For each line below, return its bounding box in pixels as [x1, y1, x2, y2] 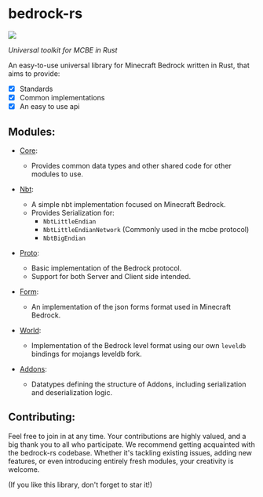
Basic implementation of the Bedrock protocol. [31, 263, 182, 273]
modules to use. [31, 169, 84, 179]
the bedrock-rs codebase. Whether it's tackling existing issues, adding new [8, 448, 253, 457]
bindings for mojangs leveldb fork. [31, 349, 143, 358]
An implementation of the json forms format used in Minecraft [31, 302, 232, 311]
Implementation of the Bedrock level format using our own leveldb [31, 340, 247, 350]
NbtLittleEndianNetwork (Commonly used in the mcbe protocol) [42, 224, 250, 234]
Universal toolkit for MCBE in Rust [8, 45, 118, 55]
